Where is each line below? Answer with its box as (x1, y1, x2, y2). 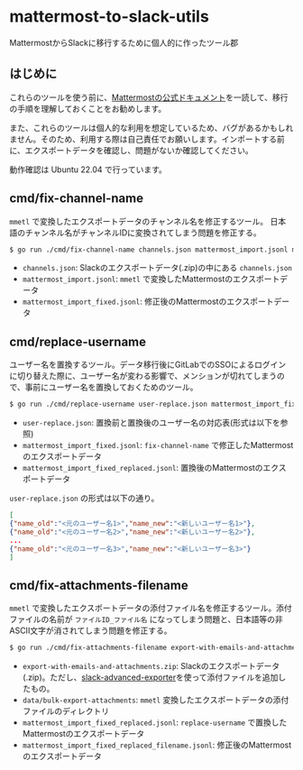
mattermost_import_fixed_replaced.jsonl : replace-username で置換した (22, 717, 288, 728)
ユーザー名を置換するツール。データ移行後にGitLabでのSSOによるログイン (9, 359, 287, 371)
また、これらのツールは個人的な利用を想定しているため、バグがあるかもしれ (9, 122, 294, 133)
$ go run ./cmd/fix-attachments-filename (9, 643, 168, 653)
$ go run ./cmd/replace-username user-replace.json (9, 399, 207, 409)
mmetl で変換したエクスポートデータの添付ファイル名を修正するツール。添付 (9, 602, 293, 614)
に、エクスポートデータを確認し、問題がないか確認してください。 (9, 144, 254, 155)
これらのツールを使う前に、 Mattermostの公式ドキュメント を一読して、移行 (9, 92, 289, 103)
